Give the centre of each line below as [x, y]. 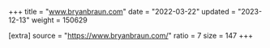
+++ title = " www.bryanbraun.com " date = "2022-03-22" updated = [122, 12]
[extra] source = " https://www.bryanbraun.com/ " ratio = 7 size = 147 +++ [131, 36]
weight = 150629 [59, 20]
